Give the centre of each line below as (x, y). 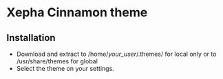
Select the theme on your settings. (65, 68)
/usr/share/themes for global (57, 61)
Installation (31, 38)
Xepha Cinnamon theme (77, 13)
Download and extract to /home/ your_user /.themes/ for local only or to (116, 54)
